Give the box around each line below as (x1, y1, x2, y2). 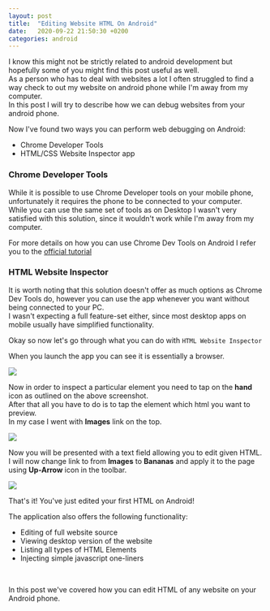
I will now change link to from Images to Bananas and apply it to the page (8, 456, 255, 466)
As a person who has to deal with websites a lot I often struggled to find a (8, 74, 254, 84)
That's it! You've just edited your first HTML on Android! (8, 496, 195, 505)
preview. (8, 408, 37, 418)
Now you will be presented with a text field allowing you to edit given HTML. (8, 448, 263, 457)
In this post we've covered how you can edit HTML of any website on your (8, 584, 257, 594)
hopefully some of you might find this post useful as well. (8, 66, 200, 76)
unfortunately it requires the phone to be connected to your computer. (8, 196, 242, 206)
